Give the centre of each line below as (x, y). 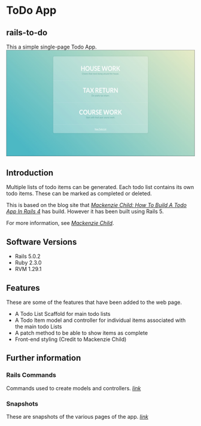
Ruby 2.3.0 (28, 263)
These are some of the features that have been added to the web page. (94, 302)
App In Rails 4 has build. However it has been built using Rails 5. (85, 212)
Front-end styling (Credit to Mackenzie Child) (71, 339)
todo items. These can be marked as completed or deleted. (79, 194)
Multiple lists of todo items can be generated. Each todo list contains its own (100, 187)
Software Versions (42, 242)
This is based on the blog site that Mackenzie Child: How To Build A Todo (97, 205)
